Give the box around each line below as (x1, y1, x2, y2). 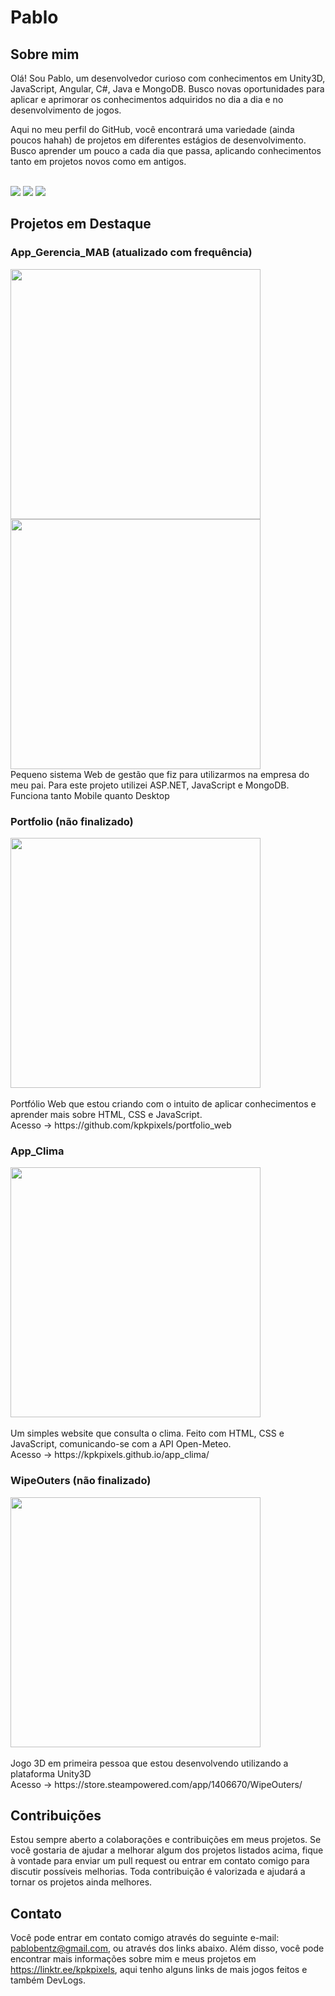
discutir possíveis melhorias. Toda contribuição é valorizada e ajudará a (10, 1866, 306, 1878)
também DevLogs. (10, 1974, 86, 1986)
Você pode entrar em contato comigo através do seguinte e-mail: (10, 1932, 280, 1944)
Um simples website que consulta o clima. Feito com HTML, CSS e (10, 1427, 285, 1440)
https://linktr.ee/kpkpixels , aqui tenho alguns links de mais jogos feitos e (10, 1964, 308, 1976)
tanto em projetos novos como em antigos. (10, 156, 187, 167)
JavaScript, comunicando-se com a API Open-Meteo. (10, 1438, 232, 1450)
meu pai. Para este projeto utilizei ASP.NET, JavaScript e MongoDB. (10, 779, 290, 791)
